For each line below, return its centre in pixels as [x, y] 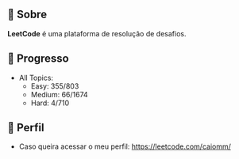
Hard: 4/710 [50, 103]
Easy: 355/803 [55, 86]
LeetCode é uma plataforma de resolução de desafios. [97, 33]
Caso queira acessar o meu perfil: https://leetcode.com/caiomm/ [125, 146]
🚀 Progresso [38, 59]
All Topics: [36, 78]
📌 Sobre [27, 15]
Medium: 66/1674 [59, 94]
